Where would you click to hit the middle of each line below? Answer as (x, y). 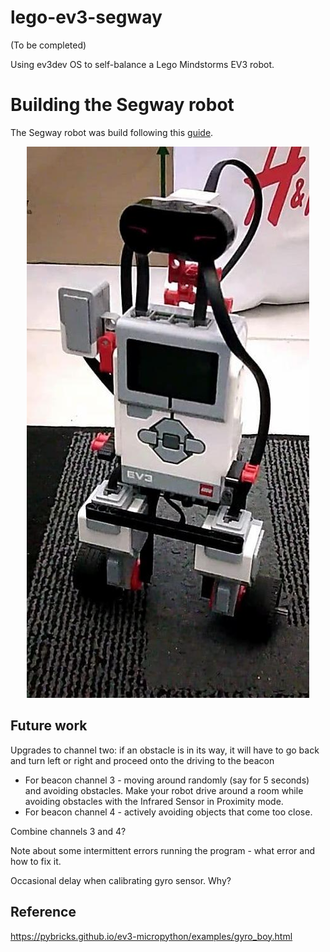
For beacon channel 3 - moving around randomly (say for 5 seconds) (167, 780)
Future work (49, 726)
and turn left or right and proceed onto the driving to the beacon (142, 760)
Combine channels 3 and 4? (68, 831)
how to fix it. (36, 861)
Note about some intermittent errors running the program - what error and (162, 850)
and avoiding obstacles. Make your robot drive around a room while (164, 790)
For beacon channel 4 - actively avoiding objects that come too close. (168, 812)
